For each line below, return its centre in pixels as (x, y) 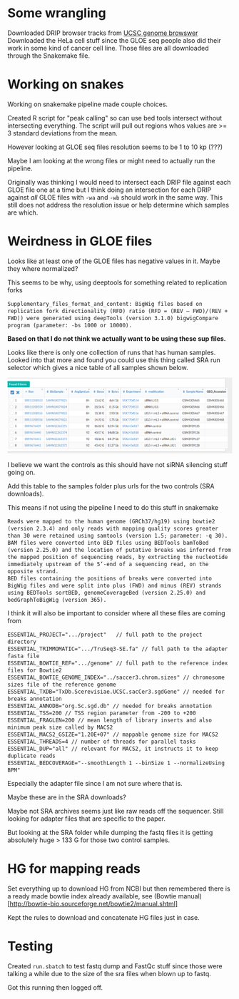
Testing (30, 946)
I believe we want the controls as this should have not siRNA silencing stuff (118, 464)
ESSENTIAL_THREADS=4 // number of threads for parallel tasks (102, 742)
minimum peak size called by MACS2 (60, 727)
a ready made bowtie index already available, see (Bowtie (92, 896)
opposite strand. (33, 571)
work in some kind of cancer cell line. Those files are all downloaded (108, 48)
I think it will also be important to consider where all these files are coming (117, 613)
